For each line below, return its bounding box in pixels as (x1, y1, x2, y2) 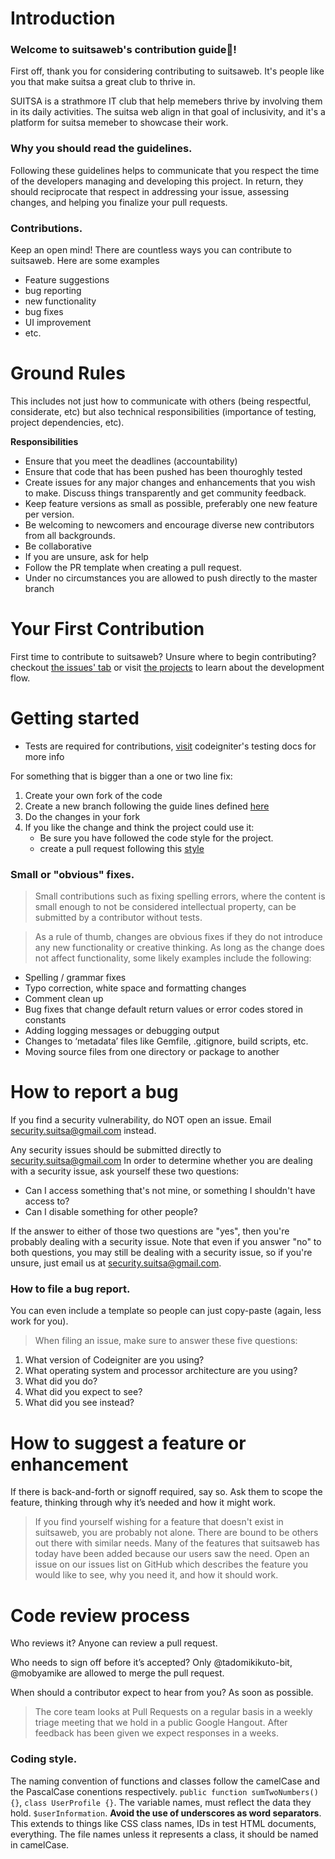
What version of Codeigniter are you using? (24, 1354, 205, 1366)
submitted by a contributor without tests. (34, 912, 203, 924)
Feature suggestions (24, 274, 110, 286)
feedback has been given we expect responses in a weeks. (34, 1727, 279, 1739)
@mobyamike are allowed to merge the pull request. (10, 1667, 225, 1679)
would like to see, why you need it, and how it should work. (34, 1569, 279, 1581)
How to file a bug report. (10, 1282, 131, 1296)
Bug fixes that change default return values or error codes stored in (24, 1003, 303, 1016)
